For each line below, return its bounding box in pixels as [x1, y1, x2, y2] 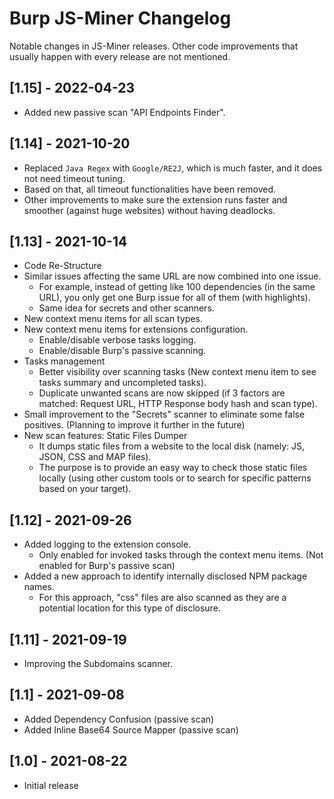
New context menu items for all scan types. [23, 313, 203, 325]
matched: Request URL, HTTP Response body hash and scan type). [38, 398, 318, 410]
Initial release [23, 779, 79, 791]
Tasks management [23, 355, 106, 367]
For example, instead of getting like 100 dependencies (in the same [38, 281, 316, 293]
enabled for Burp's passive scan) [38, 560, 176, 572]
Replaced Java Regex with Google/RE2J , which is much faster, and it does [23, 162, 323, 174]
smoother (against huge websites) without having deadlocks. [23, 204, 276, 216]
